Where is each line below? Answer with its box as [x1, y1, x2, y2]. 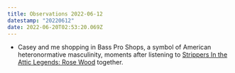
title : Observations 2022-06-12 [7, 10, 103, 18]
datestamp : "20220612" [7, 17, 75, 24]
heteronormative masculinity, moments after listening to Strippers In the [17, 50, 228, 59]
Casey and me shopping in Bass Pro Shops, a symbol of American [17, 43, 212, 52]
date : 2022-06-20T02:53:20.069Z [7, 23, 103, 30]
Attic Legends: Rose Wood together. [17, 58, 124, 67]
